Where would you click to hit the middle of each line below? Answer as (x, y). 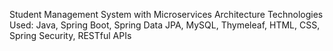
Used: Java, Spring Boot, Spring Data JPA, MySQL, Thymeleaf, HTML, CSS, (165, 25)
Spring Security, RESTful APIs (70, 35)
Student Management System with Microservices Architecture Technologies (166, 14)
